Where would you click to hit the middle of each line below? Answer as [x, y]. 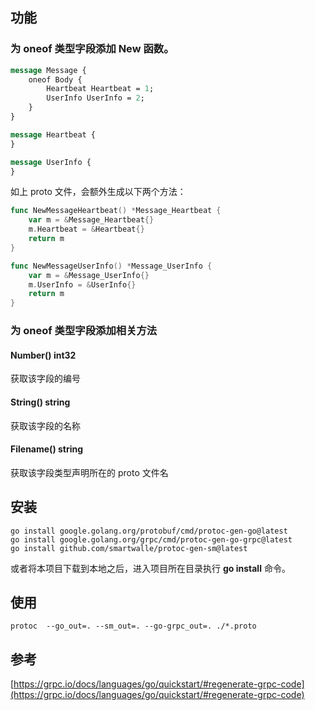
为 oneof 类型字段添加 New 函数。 [92, 49]
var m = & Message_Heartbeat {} [91, 220]
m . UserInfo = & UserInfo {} [82, 284]
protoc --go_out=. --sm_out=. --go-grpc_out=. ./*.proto [133, 626]
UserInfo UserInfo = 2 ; [95, 98]
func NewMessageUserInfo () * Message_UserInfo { [111, 266]
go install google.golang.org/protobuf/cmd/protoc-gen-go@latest [149, 531]
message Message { [48, 70]
